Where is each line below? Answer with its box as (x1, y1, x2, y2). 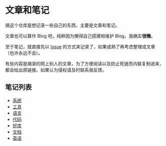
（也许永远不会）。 (5, 50, 43, 56)
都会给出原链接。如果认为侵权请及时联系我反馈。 (5, 66, 107, 73)
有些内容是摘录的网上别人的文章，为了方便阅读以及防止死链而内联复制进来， (5, 60, 164, 66)
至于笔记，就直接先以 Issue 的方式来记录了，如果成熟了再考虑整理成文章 (5, 43, 155, 49)
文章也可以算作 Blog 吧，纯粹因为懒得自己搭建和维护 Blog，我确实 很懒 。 (5, 33, 155, 39)
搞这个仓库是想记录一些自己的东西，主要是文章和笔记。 (5, 22, 120, 28)
